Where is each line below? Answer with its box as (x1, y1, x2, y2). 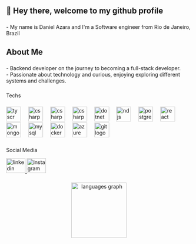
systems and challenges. (6, 77, 67, 84)
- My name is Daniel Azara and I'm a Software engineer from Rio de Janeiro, (6, 24, 191, 31)
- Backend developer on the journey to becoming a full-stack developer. (6, 64, 181, 71)
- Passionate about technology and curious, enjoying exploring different (6, 71, 181, 78)
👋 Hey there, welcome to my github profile (6, 6, 164, 16)
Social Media (6, 147, 38, 154)
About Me (6, 47, 43, 57)
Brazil (6, 30, 20, 37)
